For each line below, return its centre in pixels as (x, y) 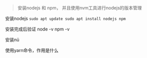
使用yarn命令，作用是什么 (32, 50)
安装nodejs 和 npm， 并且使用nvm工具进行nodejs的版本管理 (80, 8)
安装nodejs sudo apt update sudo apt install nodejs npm (65, 18)
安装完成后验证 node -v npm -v (37, 29)
